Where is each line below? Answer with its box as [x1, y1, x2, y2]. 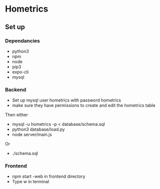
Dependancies [5, 37, 40, 44]
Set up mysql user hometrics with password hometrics [12, 97, 121, 103]
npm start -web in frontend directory [12, 173, 86, 179]
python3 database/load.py [12, 126, 65, 132]
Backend [5, 86, 27, 93]
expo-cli [12, 69, 29, 75]
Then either [5, 112, 28, 118]
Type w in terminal [12, 179, 49, 185]
